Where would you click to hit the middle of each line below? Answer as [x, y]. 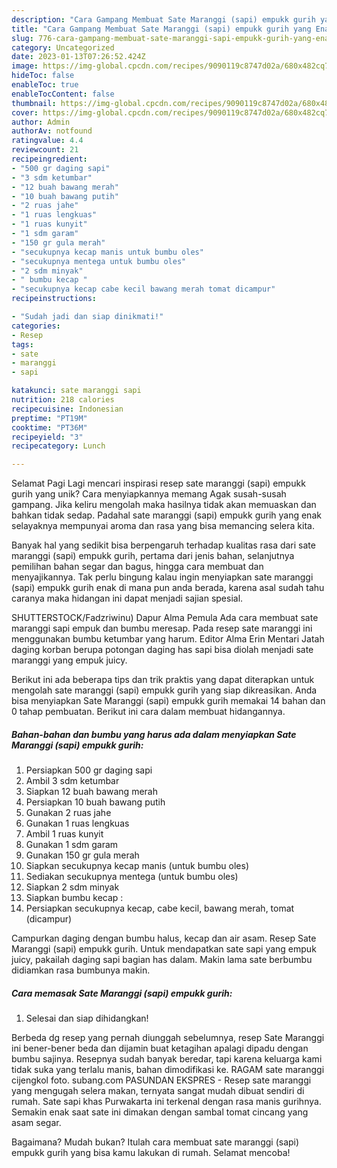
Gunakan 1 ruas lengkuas [77, 823]
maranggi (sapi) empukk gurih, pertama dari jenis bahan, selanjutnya [153, 556]
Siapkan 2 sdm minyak [72, 887]
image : [25, 66]
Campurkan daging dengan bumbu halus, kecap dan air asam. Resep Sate [164, 938]
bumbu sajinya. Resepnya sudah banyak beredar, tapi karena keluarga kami [167, 1059]
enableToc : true [45, 85]
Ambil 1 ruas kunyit [64, 834]
